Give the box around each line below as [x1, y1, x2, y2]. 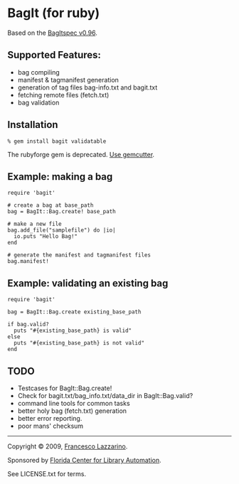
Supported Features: [7, 49, 102, 61]
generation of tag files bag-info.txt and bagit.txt [17, 83, 158, 92]
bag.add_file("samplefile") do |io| [7, 227, 116, 234]
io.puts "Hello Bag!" [14, 233, 78, 240]
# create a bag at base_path [7, 202, 94, 209]
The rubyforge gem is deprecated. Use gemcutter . [7, 150, 155, 158]
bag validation [17, 98, 60, 107]
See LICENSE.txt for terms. [7, 470, 87, 478]
